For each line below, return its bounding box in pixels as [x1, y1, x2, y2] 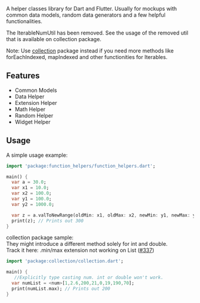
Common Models [14, 86, 58, 94]
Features [6, 71, 40, 81]
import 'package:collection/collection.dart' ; [6, 258, 124, 264]
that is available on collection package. [6, 36, 102, 42]
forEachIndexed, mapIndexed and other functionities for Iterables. [6, 54, 168, 60]
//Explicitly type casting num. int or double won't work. [14, 274, 164, 281]
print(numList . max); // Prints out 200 [11, 286, 111, 292]
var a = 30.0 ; [11, 179, 46, 185]
